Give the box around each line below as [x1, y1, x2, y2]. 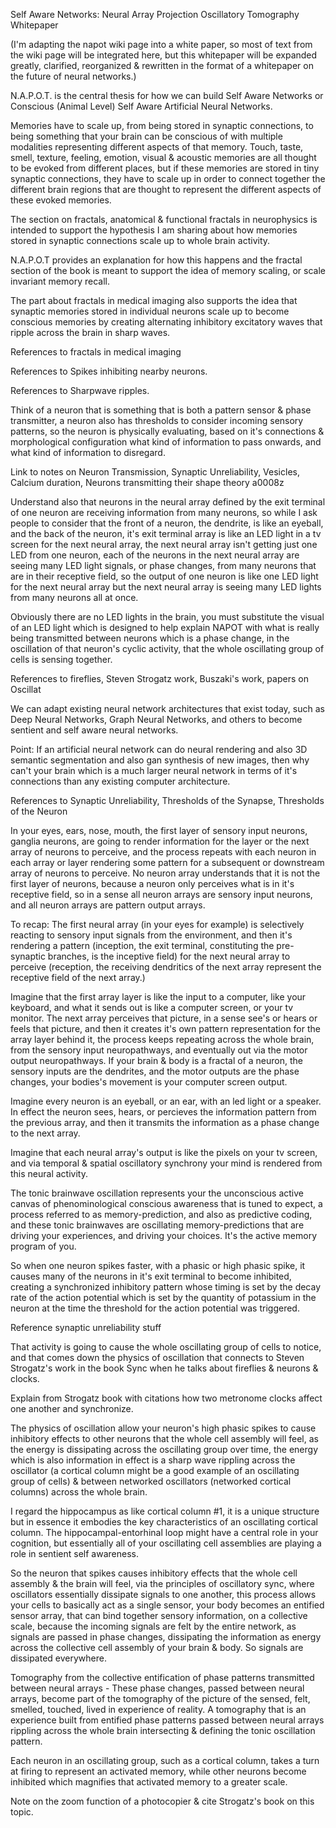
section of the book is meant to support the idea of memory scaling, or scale [10, 265, 326, 276]
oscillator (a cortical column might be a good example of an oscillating [10, 1465, 300, 1476]
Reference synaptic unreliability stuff [10, 1322, 162, 1333]
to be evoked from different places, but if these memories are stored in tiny [10, 162, 320, 174]
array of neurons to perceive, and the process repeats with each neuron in [10, 846, 317, 858]
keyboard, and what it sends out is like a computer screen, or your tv [10, 1002, 294, 1013]
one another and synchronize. [10, 1403, 134, 1414]
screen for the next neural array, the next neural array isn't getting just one [10, 539, 318, 550]
